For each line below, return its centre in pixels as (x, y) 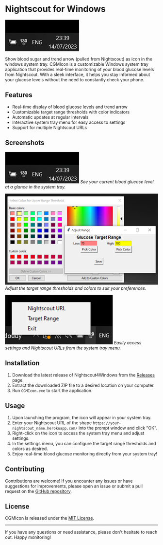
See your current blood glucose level (117, 182)
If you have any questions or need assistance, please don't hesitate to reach (81, 532)
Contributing (25, 469)
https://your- (107, 423)
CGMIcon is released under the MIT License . (50, 518)
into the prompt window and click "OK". (118, 428)
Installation (22, 363)
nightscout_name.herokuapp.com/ (45, 428)
